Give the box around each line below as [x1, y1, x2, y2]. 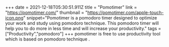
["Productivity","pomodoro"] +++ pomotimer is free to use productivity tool [5, 31, 161, 36]
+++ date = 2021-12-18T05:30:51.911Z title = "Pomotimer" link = [5, 4, 137, 10]
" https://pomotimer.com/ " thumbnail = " [5, 9, 88, 15]
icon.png [5, 15, 24, 20]
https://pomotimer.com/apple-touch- [87, 9, 164, 15]
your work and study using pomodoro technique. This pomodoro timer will [5, 20, 159, 26]
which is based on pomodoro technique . [5, 36, 90, 42]
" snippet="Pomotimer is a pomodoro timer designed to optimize [23, 15, 157, 20]
